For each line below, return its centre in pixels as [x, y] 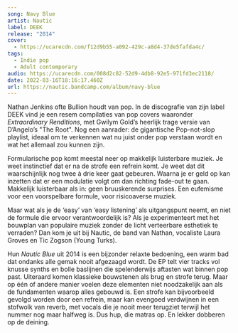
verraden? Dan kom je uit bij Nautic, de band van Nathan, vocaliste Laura [114, 233]
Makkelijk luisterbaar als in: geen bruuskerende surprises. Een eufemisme [115, 189]
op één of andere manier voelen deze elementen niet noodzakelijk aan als [115, 285]
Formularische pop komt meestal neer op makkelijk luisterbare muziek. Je [115, 159]
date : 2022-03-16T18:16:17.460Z [55, 80]
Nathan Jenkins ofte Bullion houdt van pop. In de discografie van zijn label [116, 107]
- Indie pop [32, 60]
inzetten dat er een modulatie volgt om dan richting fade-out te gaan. [108, 181]
